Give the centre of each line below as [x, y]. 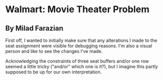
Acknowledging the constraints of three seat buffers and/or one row [77, 61]
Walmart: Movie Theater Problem [77, 9]
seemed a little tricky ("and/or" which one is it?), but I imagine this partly [81, 66]
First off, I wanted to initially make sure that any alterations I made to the [81, 40]
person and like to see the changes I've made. [54, 51]
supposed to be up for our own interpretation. [54, 72]
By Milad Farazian [34, 28]
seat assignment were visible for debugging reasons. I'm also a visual [79, 46]
